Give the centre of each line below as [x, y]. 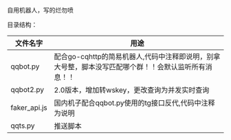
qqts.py [23, 126]
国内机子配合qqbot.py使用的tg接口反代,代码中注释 [134, 103]
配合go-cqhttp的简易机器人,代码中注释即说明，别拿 [137, 57]
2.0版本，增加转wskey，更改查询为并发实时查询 [132, 90]
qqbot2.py [27, 90]
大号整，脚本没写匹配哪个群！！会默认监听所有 [130, 67]
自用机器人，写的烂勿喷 [40, 10]
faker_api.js [29, 107]
